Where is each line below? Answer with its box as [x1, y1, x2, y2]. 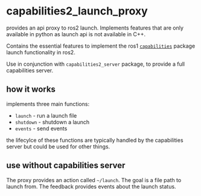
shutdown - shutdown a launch [14, 118, 90, 125]
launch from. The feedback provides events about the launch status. [6, 183, 176, 190]
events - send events [14, 125, 68, 132]
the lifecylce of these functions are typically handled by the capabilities [6, 136, 183, 144]
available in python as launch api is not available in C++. [6, 30, 146, 37]
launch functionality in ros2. [6, 48, 75, 55]
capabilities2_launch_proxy [6, 4, 148, 18]
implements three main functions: [6, 100, 89, 107]
